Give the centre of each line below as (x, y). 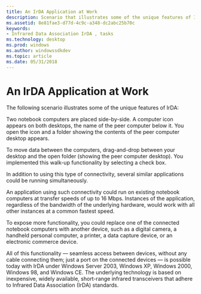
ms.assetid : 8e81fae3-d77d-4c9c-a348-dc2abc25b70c (71, 23)
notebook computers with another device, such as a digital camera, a (92, 229)
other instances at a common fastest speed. (60, 211)
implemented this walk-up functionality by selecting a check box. (86, 163)
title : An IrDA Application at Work (52, 12)
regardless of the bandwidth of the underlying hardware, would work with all (100, 205)
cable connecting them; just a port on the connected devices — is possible (98, 260)
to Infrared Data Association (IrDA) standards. (63, 285)
